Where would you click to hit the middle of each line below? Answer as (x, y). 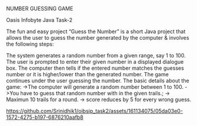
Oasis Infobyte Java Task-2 (39, 20)
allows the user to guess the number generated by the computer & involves (98, 38)
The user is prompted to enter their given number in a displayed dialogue (95, 62)
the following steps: (30, 44)
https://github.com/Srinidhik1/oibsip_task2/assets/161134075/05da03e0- (95, 111)
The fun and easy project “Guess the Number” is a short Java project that (96, 31)
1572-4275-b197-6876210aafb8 (45, 117)
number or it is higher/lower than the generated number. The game (88, 74)
